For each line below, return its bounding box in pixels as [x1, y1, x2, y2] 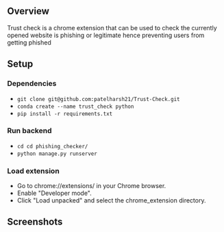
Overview [7, 5, 50, 17]
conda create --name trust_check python [16, 103, 134, 110]
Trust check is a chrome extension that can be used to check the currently [7, 23, 217, 32]
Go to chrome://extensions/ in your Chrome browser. [16, 182, 166, 190]
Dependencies [7, 79, 57, 89]
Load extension [7, 166, 60, 176]
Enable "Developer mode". [16, 189, 92, 198]
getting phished [7, 38, 51, 47]
